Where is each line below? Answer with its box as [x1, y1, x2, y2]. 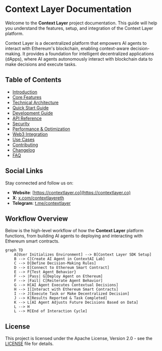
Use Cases [12, 136, 35, 142]
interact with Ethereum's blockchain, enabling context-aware [5, 45, 130, 51]
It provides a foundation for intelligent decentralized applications [22, 51, 155, 57]
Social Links [5, 167, 44, 175]
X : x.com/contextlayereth [12, 195, 64, 201]
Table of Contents [5, 76, 62, 84]
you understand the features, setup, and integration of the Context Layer [5, 25, 154, 31]
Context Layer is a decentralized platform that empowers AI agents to [5, 40, 147, 46]
